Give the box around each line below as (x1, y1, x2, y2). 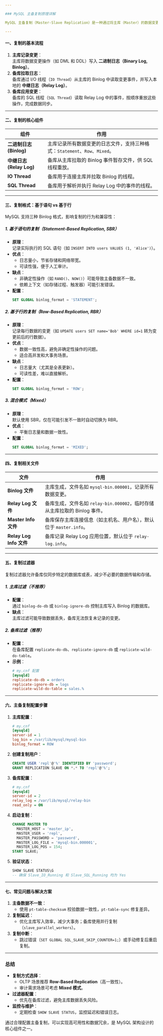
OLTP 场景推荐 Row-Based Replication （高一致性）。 (19, 979, 125, 985)
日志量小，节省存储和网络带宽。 (19, 257, 83, 263)
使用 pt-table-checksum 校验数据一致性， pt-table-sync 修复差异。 (19, 906, 152, 912)
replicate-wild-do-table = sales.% (12, 687, 84, 691)
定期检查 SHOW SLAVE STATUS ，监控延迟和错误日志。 (19, 1009, 122, 1015)
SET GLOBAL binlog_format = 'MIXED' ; (12, 444, 89, 450)
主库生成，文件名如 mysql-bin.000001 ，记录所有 (45, 483, 154, 490)
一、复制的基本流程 (5, 40, 44, 46)
